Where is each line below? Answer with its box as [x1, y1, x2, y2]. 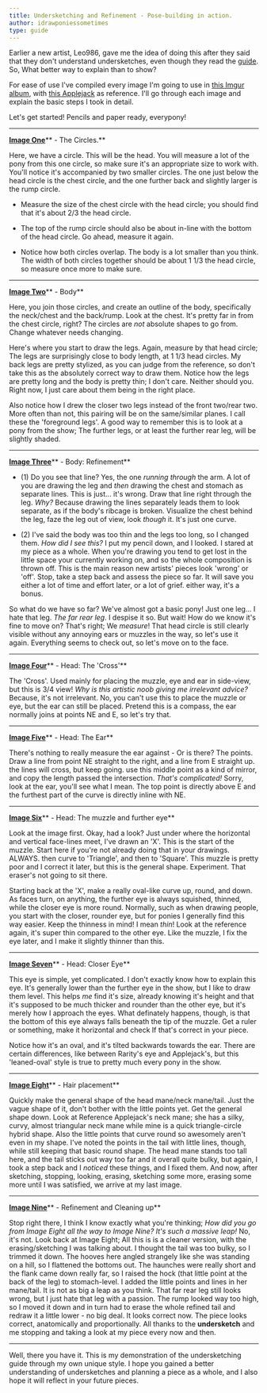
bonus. [20, 589, 44, 599]
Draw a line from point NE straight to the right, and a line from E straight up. [9, 757, 255, 766]
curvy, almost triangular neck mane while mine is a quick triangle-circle [9, 1121, 242, 1130]
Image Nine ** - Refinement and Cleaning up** [9, 1203, 162, 1212]
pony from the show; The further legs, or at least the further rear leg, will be [9, 426, 257, 436]
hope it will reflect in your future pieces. [9, 1376, 139, 1385]
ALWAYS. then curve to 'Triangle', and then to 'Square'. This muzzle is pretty [9, 854, 259, 863]
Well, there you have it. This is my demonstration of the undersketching [9, 1350, 242, 1360]
